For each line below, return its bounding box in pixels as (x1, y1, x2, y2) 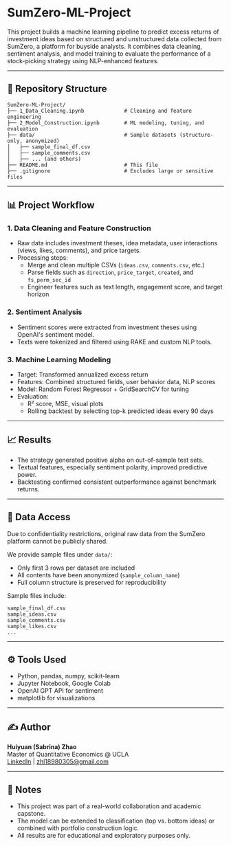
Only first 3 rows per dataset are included (16, 564, 135, 572)
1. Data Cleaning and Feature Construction (7, 223, 151, 233)
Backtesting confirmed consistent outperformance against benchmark (16, 478, 217, 486)
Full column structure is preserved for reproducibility (16, 578, 166, 586)
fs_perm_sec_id (27, 277, 71, 284)
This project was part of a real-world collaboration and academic (16, 802, 201, 810)
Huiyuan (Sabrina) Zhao (7, 743, 77, 751)
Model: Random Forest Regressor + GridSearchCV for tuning (16, 385, 189, 393)
